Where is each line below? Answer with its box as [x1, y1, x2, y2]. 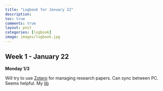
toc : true [5, 16, 26, 21]
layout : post [5, 25, 32, 30]
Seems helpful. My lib [5, 80, 49, 86]
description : [5, 12, 32, 17]
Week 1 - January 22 [5, 52, 69, 61]
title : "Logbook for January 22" [5, 7, 74, 12]
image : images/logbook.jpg [5, 35, 60, 40]
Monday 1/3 [5, 66, 30, 71]
